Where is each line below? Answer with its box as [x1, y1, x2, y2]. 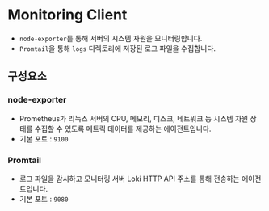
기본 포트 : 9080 [19, 194, 69, 204]
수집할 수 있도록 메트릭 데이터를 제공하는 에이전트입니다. [34, 124, 212, 133]
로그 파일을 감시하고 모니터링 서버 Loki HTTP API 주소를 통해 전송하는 [19, 174, 240, 184]
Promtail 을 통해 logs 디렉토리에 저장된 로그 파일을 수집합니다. [19, 43, 216, 53]
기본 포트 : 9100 [19, 133, 69, 143]
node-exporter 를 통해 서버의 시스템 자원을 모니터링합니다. [19, 33, 203, 43]
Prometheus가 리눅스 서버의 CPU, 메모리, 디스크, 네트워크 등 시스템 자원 [19, 113, 249, 123]
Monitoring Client [7, 6, 128, 24]
